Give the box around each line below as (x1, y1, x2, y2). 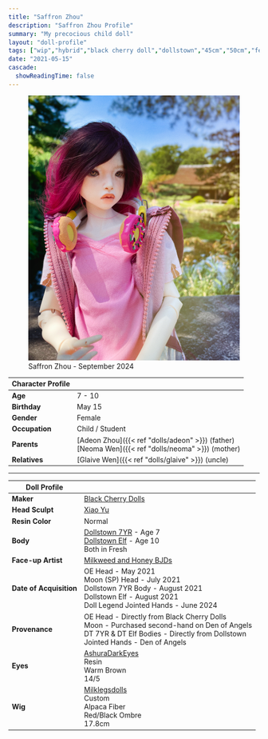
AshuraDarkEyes (83, 648, 140, 657)
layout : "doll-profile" (8, 38, 88, 46)
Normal (83, 516, 108, 525)
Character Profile (11, 379, 70, 389)
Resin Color (11, 516, 52, 525)
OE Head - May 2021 (83, 566, 156, 576)
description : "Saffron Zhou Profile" (8, 21, 134, 30)
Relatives (11, 454, 44, 464)
